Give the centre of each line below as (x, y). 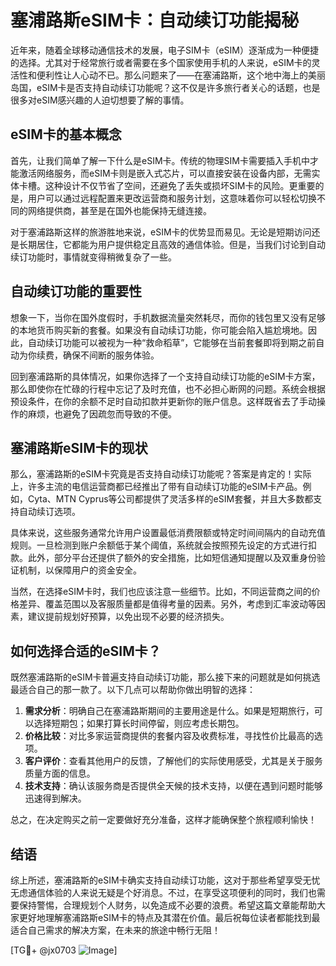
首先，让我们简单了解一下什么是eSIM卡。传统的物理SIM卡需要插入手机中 (160, 160)
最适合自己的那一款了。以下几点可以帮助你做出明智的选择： (133, 690)
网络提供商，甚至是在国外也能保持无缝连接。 (119, 210)
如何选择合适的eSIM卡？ (86, 651)
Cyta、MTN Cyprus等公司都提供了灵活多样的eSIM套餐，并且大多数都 (170, 499)
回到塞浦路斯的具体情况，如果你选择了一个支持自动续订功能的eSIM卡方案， (165, 376)
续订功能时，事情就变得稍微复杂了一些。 (93, 257)
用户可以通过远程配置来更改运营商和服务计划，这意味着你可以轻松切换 (172, 198)
